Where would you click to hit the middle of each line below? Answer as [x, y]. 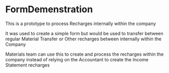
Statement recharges [27, 65]
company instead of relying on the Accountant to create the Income [77, 59]
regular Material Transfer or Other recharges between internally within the [83, 39]
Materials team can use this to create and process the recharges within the [85, 54]
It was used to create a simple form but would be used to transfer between [84, 33]
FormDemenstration [49, 9]
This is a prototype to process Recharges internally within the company [81, 23]
